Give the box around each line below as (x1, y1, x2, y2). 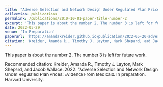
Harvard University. (5, 76, 44, 82)
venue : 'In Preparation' (5, 29, 55, 34)
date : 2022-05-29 (5, 25, 40, 30)
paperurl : (5, 34, 25, 39)
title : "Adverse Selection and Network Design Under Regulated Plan (5, 7, 147, 12)
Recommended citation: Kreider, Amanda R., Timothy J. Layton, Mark (5, 61, 143, 67)
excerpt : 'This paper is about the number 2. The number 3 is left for (5, 20, 153, 26)
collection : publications (5, 12, 57, 16)
